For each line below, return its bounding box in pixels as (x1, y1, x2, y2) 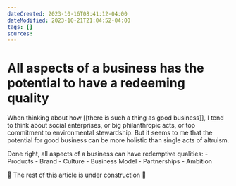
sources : (7, 30, 33, 37)
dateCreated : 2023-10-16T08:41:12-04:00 (7, 10, 128, 18)
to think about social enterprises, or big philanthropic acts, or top (7, 121, 196, 130)
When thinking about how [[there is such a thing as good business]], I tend (7, 113, 224, 122)
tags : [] (7, 23, 33, 30)
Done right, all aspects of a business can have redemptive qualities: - (7, 149, 209, 159)
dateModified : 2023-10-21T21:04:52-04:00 (7, 17, 131, 24)
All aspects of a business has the (7, 61, 204, 76)
